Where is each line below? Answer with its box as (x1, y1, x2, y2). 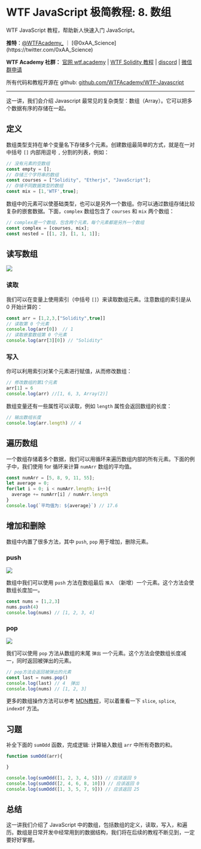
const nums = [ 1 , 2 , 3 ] (6, 598, 60, 604)
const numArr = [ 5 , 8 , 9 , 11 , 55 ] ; (6, 475, 95, 481)
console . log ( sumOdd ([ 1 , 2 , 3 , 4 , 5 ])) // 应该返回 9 (6, 774, 137, 781)
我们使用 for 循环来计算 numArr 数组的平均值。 (22, 463, 135, 470)
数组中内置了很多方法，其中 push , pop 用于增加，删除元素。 (6, 538, 151, 545)
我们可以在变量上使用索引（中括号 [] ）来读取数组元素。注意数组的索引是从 (6, 296, 191, 303)
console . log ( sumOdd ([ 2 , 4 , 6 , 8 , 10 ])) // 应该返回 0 (6, 781, 139, 787)
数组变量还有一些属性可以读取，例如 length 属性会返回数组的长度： (6, 403, 172, 410)
